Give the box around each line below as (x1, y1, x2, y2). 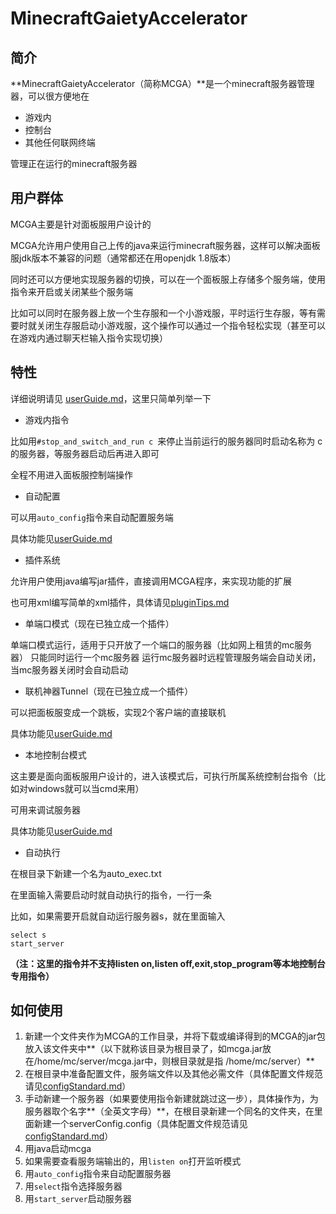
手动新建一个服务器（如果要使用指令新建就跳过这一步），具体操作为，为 (24, 1093, 319, 1105)
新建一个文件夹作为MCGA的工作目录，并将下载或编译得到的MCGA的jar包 (24, 1030, 326, 1042)
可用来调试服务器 (10, 803, 81, 816)
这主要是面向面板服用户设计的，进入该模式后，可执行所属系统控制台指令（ (10, 770, 317, 782)
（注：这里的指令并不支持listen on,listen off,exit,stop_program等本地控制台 (10, 957, 326, 969)
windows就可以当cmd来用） (27, 782, 145, 794)
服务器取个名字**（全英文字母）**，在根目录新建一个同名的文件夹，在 (24, 1105, 315, 1117)
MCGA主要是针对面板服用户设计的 (10, 218, 152, 230)
